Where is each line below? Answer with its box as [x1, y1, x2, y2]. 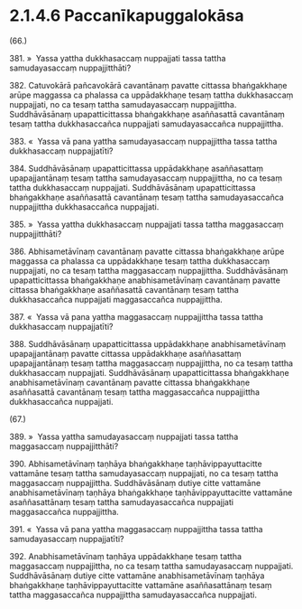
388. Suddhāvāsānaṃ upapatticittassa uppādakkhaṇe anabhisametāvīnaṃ [9, 338, 287, 349]
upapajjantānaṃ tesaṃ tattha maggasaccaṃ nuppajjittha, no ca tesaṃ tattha [9, 358, 294, 369]
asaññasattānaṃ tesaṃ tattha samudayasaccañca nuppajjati [9, 496, 234, 507]
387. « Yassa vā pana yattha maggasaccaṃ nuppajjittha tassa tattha [9, 311, 264, 322]
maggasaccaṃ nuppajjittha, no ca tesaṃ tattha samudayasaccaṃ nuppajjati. [9, 560, 294, 571]
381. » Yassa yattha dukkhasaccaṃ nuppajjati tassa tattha [9, 52, 226, 63]
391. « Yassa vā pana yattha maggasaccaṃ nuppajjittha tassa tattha [9, 523, 263, 534]
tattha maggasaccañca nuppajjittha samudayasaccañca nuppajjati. [9, 589, 257, 600]
